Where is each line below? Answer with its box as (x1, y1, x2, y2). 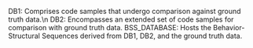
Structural (8, 31, 41, 40)
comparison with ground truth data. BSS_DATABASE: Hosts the (8, 23, 212, 32)
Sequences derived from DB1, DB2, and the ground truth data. (42, 31, 243, 40)
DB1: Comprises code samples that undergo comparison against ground (8, 7, 241, 15)
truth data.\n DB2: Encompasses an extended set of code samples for (8, 15, 234, 24)
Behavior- (213, 23, 245, 32)
